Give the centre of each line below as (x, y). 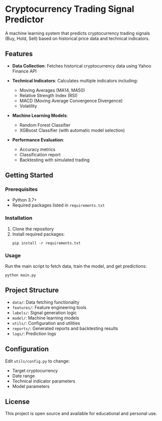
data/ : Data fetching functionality (46, 302)
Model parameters (31, 386)
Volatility (28, 106)
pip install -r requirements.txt (46, 243)
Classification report (40, 154)
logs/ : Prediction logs (34, 333)
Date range (24, 376)
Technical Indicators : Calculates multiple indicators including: (75, 80)
